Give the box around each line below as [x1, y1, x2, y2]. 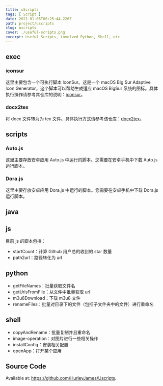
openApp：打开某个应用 [12, 348, 62, 354]
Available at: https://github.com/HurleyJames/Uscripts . [5, 375, 117, 381]
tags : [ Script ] [5, 12, 41, 17]
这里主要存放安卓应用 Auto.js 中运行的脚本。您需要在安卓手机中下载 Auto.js [5, 156, 158, 162]
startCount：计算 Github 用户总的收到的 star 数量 [12, 249, 112, 255]
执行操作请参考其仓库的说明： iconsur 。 [5, 91, 85, 97]
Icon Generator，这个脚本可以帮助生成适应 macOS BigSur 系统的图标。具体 [5, 85, 158, 91]
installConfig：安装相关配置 [12, 341, 69, 347]
